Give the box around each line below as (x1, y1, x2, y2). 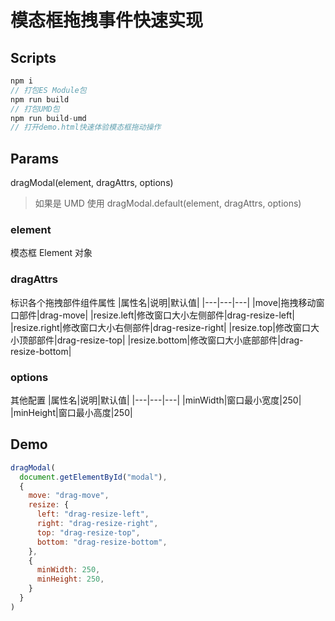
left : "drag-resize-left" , (36, 509, 150, 520)
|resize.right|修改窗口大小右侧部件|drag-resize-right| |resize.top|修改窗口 (10, 321, 312, 333)
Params (10, 150, 59, 167)
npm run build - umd (10, 113, 87, 123)
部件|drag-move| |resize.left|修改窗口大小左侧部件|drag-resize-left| (18, 309, 295, 321)
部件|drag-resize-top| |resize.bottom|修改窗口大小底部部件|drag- (36, 334, 304, 346)
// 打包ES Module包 (10, 85, 87, 95)
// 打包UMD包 (10, 104, 60, 114)
